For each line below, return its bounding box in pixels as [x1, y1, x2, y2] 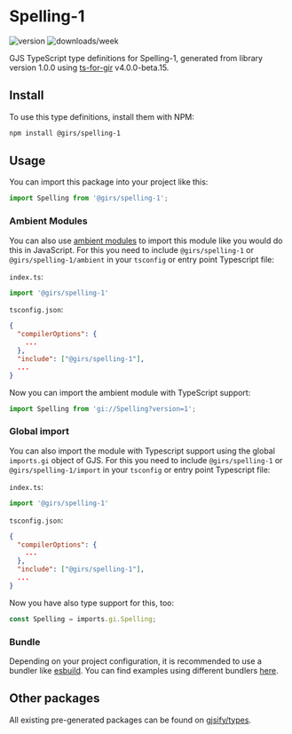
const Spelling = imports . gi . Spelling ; [9, 614, 157, 623]
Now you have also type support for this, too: [9, 597, 175, 608]
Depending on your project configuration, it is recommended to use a [9, 655, 262, 667]
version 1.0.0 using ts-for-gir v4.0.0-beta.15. [9, 62, 170, 73]
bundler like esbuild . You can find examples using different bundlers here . [9, 665, 280, 675]
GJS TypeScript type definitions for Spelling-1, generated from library [9, 52, 264, 63]
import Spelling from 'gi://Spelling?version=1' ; [9, 404, 197, 414]
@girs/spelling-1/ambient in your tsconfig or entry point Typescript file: [9, 254, 275, 264]
